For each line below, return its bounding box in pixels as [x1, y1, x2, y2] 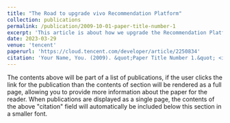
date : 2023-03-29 [7, 36, 57, 42]
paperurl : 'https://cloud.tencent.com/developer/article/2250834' [7, 49, 201, 55]
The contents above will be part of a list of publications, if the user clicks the [7, 73, 222, 81]
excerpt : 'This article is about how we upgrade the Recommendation [7, 29, 207, 36]
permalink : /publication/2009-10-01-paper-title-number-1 [7, 23, 176, 29]
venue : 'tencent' [7, 42, 57, 49]
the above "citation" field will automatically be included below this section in [7, 102, 222, 110]
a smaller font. [7, 109, 48, 118]
